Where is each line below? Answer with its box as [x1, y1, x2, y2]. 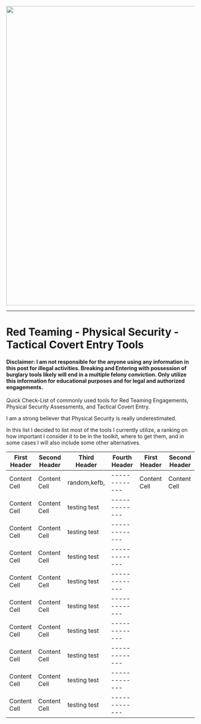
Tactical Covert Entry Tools [6, 338, 144, 352]
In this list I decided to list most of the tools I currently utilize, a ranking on [6, 426, 188, 434]
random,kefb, [67, 478, 105, 487]
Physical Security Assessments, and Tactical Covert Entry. [6, 403, 150, 410]
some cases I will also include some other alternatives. [6, 439, 141, 446]
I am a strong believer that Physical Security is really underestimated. [6, 415, 176, 422]
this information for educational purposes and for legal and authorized [6, 377, 185, 384]
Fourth [112, 453, 132, 462]
